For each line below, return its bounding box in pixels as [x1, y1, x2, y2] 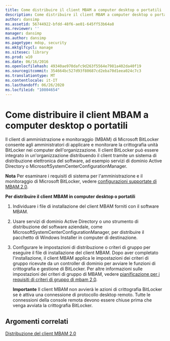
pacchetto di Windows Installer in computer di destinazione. [12, 234, 138, 240]
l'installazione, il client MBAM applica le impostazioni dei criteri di [12, 255, 149, 261]
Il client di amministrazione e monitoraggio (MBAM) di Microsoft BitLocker [5, 136, 159, 142]
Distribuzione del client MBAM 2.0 [5, 330, 76, 336]
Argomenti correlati [5, 317, 68, 326]
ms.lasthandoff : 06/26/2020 [5, 82, 65, 87]
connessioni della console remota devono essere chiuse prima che [12, 297, 152, 303]
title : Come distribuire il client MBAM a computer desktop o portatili [5, 7, 162, 13]
